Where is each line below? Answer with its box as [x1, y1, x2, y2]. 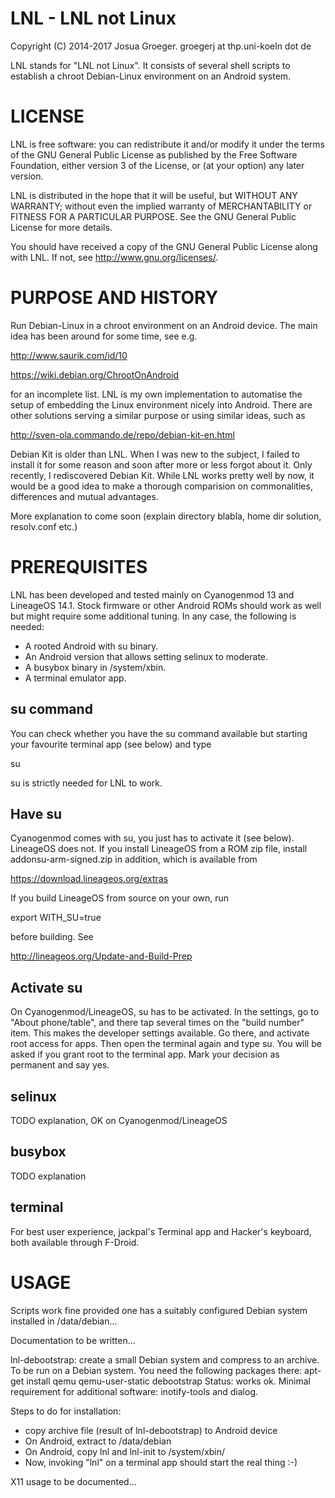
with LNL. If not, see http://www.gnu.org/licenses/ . [10, 251, 219, 263]
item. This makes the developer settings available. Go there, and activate [10, 1027, 310, 1039]
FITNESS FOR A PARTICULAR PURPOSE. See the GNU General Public [10, 210, 297, 222]
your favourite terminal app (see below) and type [10, 738, 212, 750]
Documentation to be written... [10, 1334, 136, 1346]
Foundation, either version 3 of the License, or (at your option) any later [10, 159, 305, 171]
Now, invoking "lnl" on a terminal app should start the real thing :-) [24, 1456, 298, 1468]
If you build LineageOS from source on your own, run [10, 892, 230, 904]
